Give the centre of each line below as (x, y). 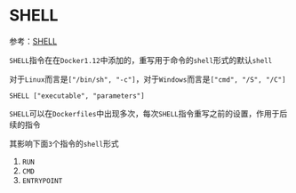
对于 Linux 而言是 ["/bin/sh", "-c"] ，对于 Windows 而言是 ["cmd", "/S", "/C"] (148, 79)
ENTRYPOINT (42, 181)
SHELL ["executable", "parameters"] (77, 96)
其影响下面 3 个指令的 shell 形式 (64, 143)
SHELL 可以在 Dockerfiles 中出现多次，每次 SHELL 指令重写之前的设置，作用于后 (148, 113)
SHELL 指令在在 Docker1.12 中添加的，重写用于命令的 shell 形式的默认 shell (141, 60)
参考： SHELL (33, 41)
